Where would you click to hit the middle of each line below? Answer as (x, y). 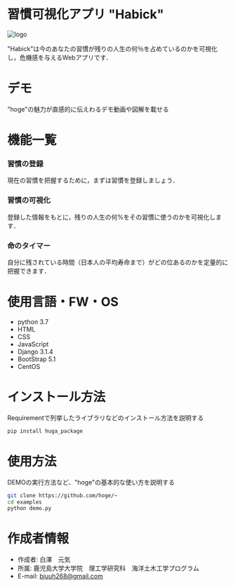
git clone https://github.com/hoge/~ (62, 495)
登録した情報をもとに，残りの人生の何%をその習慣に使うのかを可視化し (112, 217)
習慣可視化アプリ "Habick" (86, 14)
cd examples (25, 502)
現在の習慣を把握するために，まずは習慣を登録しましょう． (93, 180)
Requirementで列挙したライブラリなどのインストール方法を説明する (106, 417)
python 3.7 (33, 322)
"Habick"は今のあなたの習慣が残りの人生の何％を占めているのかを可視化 (112, 48)
